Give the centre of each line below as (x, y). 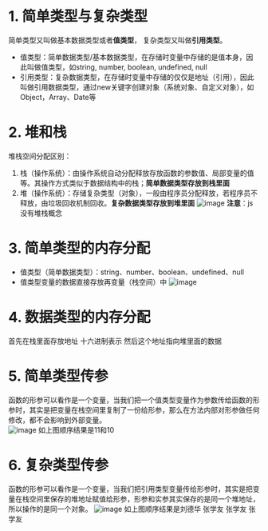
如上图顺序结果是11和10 (77, 429)
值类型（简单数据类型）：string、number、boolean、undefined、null (132, 272)
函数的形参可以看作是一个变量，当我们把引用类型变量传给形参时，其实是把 (130, 489)
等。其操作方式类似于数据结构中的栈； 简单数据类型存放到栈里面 (124, 183)
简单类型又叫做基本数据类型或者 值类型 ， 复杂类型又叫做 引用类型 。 (118, 40)
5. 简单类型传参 (58, 376)
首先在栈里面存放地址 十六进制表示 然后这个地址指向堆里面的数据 (115, 341)
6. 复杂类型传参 (59, 465)
